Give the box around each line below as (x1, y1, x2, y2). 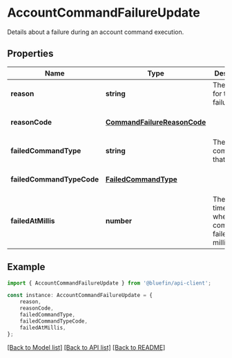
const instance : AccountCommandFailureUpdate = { (7, 292, 153, 299)
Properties (7, 48, 54, 60)
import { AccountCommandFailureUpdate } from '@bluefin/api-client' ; (7, 279, 212, 287)
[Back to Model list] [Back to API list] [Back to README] (7, 343, 166, 351)
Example (7, 261, 46, 273)
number (106, 216, 133, 226)
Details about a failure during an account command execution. (7, 28, 184, 36)
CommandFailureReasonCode (106, 117, 206, 127)
